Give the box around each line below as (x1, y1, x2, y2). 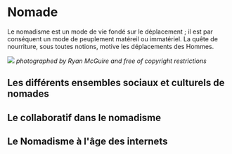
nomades (7, 88, 49, 100)
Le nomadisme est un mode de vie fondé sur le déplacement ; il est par (7, 27, 213, 36)
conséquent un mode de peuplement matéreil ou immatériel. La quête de (7, 34, 218, 43)
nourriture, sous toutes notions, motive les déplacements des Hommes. (7, 42, 214, 50)
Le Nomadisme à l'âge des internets (7, 136, 168, 148)
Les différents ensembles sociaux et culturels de (7, 77, 225, 89)
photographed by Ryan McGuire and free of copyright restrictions (15, 57, 207, 65)
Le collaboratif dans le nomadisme (7, 111, 162, 123)
